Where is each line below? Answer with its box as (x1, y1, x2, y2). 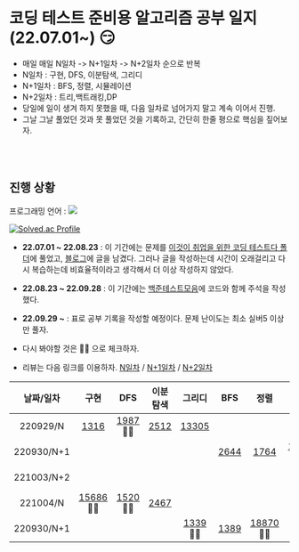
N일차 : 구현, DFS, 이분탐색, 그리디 (21, 69, 143, 80)
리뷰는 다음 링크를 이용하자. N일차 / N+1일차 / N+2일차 (21, 361, 214, 372)
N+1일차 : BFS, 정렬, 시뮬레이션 (21, 80, 132, 91)
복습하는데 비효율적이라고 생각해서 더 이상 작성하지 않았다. (31, 264, 234, 274)
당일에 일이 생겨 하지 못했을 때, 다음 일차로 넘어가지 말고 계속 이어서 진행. (21, 102, 276, 113)
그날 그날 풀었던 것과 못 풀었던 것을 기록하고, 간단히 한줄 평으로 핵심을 (21, 113, 264, 125)
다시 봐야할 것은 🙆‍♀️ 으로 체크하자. (21, 343, 140, 353)
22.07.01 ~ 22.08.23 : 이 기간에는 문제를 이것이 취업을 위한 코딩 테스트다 (21, 241, 279, 252)
